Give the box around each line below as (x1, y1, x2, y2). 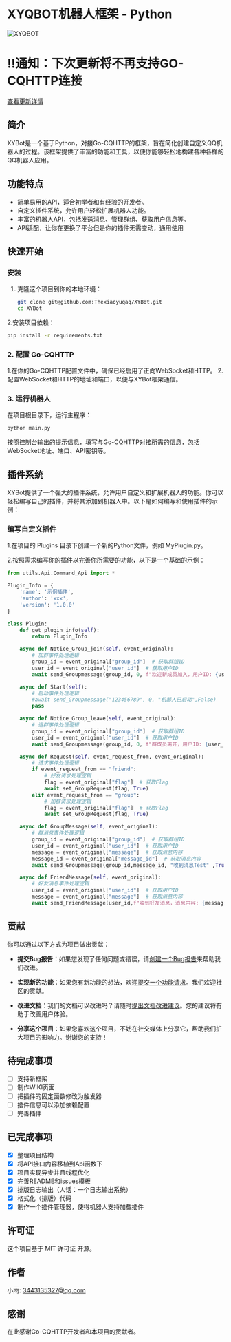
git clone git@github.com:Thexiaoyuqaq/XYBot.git (16, 299, 163, 306)
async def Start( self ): (19, 683, 88, 691)
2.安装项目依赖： (7, 318, 55, 326)
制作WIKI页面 (16, 1083, 55, 1091)
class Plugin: (7, 620, 48, 627)
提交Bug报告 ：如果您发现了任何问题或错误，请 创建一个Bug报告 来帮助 (16, 954, 215, 963)
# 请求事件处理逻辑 (32, 759, 79, 766)
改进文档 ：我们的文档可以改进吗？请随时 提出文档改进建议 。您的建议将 (16, 1001, 217, 1009)
